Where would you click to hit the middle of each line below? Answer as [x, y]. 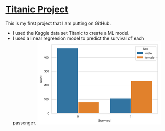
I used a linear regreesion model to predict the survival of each [78, 38]
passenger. [24, 123]
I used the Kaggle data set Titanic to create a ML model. [71, 33]
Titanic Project [37, 9]
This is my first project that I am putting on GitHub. [58, 23]
